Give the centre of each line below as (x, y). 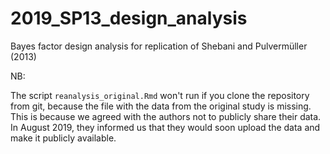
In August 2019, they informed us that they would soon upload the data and (165, 127)
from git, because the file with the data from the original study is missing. (161, 106)
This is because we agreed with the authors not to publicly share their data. (166, 116)
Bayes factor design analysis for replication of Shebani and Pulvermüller (159, 46)
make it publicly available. (63, 138)
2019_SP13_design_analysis (129, 18)
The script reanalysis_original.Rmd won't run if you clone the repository (160, 95)
